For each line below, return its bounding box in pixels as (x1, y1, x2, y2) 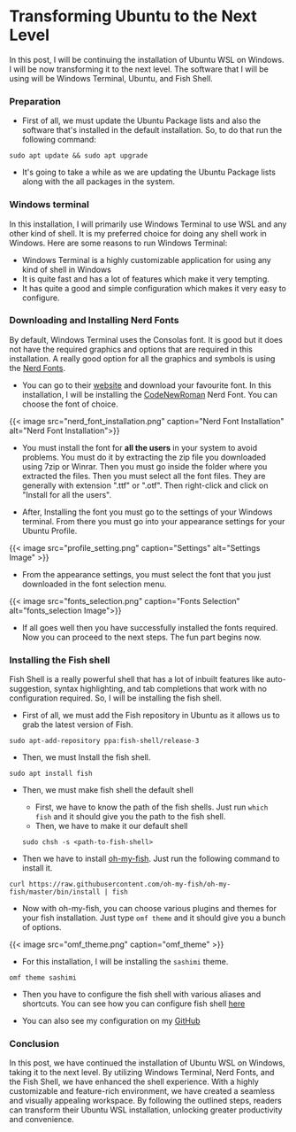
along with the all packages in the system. (21, 176, 175, 187)
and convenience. (9, 1114, 75, 1125)
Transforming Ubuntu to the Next (9, 6, 258, 27)
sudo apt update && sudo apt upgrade (9, 151, 148, 160)
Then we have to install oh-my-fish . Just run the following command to (21, 853, 280, 865)
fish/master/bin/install (9, 888, 101, 896)
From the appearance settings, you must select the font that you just (21, 569, 271, 579)
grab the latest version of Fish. (21, 719, 134, 730)
